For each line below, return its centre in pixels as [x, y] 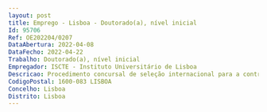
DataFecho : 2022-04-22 [46, 52]
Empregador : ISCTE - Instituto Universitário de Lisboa [103, 67]
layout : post [30, 15]
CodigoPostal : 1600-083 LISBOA [60, 81]
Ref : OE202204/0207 [41, 37]
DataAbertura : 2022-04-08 [51, 45]
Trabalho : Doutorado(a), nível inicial [74, 60]
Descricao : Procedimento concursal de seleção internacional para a [124, 74]
